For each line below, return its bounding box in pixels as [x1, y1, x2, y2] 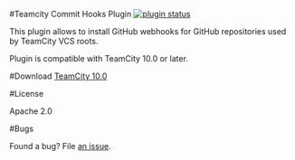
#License [9, 89, 44, 99]
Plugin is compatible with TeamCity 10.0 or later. [9, 53, 188, 63]
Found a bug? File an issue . [9, 141, 111, 151]
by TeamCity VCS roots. [9, 36, 99, 46]
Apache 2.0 [9, 106, 52, 117]
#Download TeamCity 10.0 [9, 71, 108, 81]
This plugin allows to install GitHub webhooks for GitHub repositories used [9, 26, 287, 36]
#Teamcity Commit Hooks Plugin [9, 9, 132, 19]
